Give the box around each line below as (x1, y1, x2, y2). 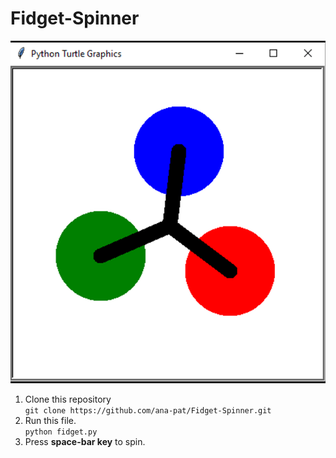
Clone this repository (24, 393, 112, 405)
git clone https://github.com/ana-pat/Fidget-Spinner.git (24, 405, 272, 416)
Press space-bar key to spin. (24, 435, 146, 447)
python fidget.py (24, 427, 98, 437)
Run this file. (24, 414, 77, 426)
